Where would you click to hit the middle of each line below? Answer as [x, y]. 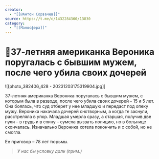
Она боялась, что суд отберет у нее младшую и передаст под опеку [77, 106]
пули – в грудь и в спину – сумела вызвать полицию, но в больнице [76, 122]
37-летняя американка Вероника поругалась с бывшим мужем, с [74, 96]
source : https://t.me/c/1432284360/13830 [48, 19]
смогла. [13, 132]
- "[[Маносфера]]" [28, 28]
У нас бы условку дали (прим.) [49, 151]
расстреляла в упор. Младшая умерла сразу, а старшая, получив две [78, 117]
